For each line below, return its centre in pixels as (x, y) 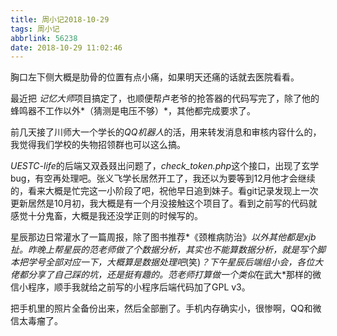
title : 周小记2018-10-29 (60, 19)
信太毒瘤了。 (36, 321)
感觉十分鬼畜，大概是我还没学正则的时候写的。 (106, 216)
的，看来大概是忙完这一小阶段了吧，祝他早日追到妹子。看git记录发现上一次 (164, 191)
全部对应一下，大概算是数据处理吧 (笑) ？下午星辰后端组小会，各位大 (184, 262)
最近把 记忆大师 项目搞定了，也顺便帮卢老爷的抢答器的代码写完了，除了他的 (165, 98)
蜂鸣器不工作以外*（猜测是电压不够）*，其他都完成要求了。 (133, 111)
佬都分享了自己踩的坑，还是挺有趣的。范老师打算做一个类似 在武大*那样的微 (166, 275)
